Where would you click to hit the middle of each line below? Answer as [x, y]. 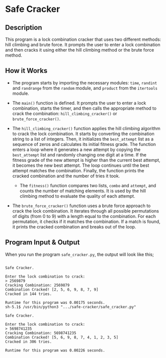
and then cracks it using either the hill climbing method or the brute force [80, 50]
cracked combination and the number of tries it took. [66, 176]
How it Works [26, 71]
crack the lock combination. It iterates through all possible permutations [86, 211]
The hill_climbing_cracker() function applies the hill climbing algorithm [86, 128]
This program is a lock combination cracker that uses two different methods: [83, 39]
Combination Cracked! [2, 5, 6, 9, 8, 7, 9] [52, 289]
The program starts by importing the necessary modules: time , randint [84, 82]
